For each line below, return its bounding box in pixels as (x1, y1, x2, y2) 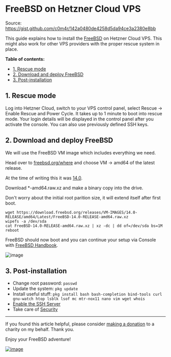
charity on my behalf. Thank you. (5, 326, 75, 333)
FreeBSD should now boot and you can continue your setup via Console (5, 237, 156, 243)
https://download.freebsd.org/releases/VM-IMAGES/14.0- (16, 210, 138, 215)
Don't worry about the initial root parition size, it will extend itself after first (5, 194, 161, 200)
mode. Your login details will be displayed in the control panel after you (5, 116, 154, 122)
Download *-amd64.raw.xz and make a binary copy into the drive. (5, 185, 144, 191)
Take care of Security (12, 307, 58, 313)
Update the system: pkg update (12, 286, 78, 292)
